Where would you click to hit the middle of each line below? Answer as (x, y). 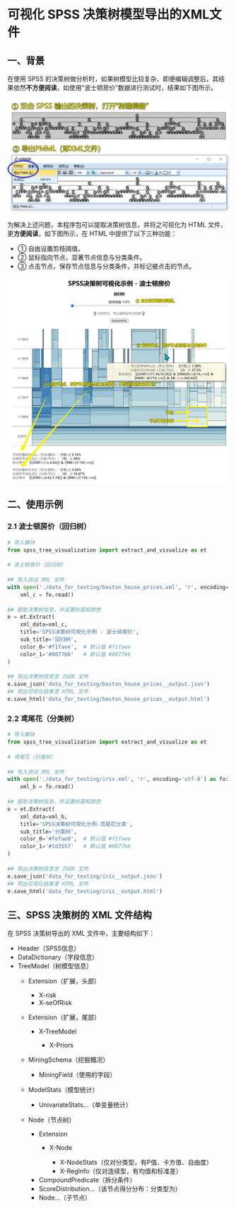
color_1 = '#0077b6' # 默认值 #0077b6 (76, 654)
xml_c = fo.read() (47, 595)
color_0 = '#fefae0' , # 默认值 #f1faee (76, 839)
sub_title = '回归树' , (49, 640)
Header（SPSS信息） (49, 948)
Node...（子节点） (65, 1198)
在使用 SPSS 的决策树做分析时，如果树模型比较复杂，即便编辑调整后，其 (113, 79)
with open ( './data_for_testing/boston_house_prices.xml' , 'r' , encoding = (118, 587)
